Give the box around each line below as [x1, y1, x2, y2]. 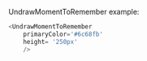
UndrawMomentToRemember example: [8, 7, 140, 16]
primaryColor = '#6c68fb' [23, 30, 104, 38]
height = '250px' [23, 37, 79, 46]
